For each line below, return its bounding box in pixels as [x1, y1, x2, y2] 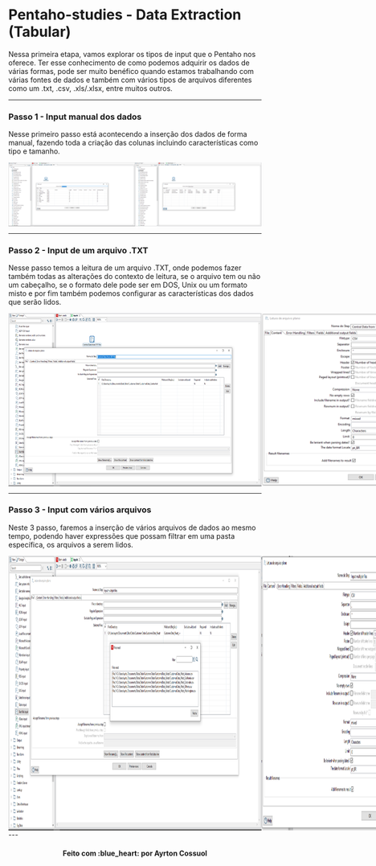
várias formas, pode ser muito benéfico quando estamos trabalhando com [8, 66, 255, 76]
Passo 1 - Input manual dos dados [8, 111, 142, 122]
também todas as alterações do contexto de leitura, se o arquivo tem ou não [8, 272, 261, 281]
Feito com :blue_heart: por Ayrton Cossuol [63, 848, 207, 858]
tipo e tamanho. [8, 146, 60, 156]
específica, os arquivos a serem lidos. [8, 540, 134, 549]
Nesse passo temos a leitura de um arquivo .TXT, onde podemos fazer [8, 263, 242, 273]
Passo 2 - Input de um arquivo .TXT [8, 244, 149, 256]
